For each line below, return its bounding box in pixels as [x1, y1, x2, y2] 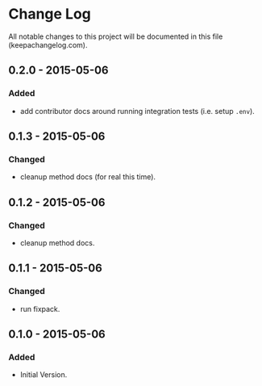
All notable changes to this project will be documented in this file [8, 31, 223, 41]
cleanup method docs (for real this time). [19, 172, 156, 182]
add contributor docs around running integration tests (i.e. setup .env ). [19, 106, 256, 115]
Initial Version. [19, 370, 68, 380]
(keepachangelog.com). [8, 40, 88, 49]
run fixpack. [19, 304, 60, 313]
